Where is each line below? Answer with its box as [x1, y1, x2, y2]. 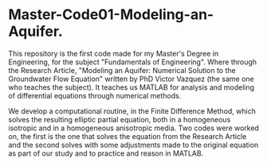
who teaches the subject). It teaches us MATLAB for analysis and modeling [8, 82, 255, 92]
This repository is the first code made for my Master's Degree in [8, 48, 219, 58]
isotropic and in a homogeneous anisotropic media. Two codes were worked [8, 123, 259, 133]
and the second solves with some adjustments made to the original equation [8, 140, 259, 149]
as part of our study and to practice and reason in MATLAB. [8, 149, 204, 158]
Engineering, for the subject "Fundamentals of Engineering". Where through [8, 57, 257, 67]
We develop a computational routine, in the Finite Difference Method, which [8, 106, 257, 116]
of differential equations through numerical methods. [8, 91, 182, 100]
